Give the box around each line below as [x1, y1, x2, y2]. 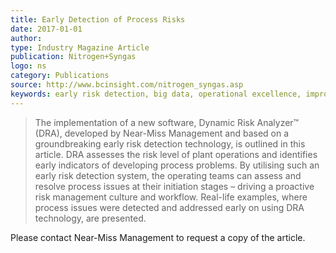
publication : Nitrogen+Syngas [10, 52, 137, 62]
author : [10, 33, 43, 43]
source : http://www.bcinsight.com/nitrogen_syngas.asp [10, 80, 244, 90]
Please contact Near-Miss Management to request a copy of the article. [10, 231, 306, 243]
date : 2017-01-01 [10, 24, 83, 34]
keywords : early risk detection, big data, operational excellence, [10, 89, 302, 99]
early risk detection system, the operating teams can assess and [34, 169, 302, 181]
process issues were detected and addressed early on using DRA [34, 201, 305, 213]
